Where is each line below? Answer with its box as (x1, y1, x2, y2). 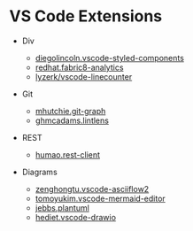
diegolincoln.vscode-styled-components (35, 52, 184, 63)
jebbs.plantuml (35, 202, 90, 213)
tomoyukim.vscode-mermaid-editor (35, 193, 166, 204)
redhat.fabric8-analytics (35, 62, 124, 73)
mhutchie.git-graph (35, 105, 106, 116)
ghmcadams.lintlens (35, 115, 109, 126)
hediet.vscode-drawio (35, 212, 117, 222)
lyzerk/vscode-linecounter (35, 71, 133, 81)
